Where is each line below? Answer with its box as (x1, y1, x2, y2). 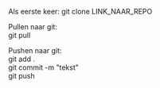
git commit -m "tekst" (8, 63, 80, 72)
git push (8, 71, 36, 80)
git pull (8, 31, 31, 40)
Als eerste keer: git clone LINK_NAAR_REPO (8, 7, 153, 16)
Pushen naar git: (8, 46, 62, 55)
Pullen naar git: (8, 22, 58, 31)
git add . (8, 55, 36, 63)
